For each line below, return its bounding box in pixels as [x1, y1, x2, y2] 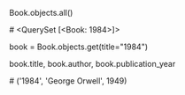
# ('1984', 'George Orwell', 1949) [9, 76, 127, 86]
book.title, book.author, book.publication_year [9, 59, 176, 69]
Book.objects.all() [9, 8, 73, 18]
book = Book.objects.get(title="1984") [9, 41, 149, 52]
